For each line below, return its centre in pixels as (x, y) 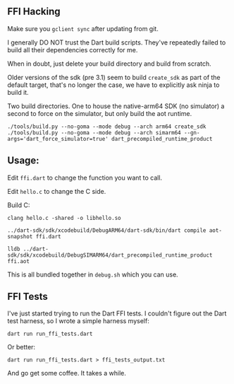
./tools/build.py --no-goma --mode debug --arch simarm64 (94, 133)
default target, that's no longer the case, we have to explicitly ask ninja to (113, 85)
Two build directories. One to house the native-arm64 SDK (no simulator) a (116, 106)
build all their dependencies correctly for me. (73, 50)
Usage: (24, 161)
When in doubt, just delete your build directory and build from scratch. (109, 64)
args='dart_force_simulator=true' (58, 139)
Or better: (21, 347)
